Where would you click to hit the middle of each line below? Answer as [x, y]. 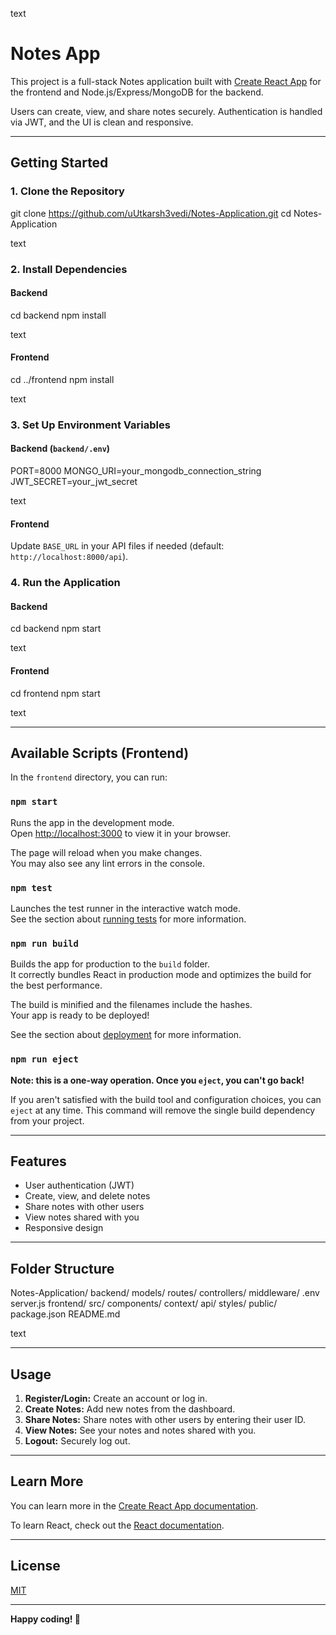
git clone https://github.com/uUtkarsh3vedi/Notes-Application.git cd [151, 213]
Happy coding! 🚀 [45, 1619]
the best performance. [56, 985]
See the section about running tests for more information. [128, 919]
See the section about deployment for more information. [126, 1035]
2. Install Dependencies [69, 269]
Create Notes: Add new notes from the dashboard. [130, 1409]
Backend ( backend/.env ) [60, 449]
